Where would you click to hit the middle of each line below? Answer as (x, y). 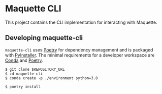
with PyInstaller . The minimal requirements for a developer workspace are (80, 55)
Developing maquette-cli (44, 38)
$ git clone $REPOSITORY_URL (35, 69)
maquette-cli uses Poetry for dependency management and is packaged (79, 49)
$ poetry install (23, 87)
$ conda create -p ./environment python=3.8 (51, 78)
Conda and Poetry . (24, 60)
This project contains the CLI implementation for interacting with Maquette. (81, 22)
